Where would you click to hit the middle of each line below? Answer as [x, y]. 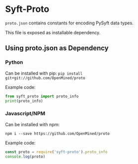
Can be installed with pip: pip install [44, 73]
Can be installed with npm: [32, 124]
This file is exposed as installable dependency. [53, 32]
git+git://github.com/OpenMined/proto [45, 78]
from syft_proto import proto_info [42, 96]
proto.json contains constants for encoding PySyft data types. [69, 23]
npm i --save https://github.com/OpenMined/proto [58, 133]
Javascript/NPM [25, 114]
